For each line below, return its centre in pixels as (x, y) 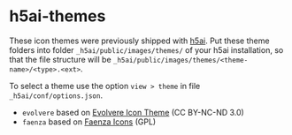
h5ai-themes (58, 16)
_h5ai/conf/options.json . (56, 95)
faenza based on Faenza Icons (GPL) (89, 122)
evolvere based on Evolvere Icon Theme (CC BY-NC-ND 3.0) (133, 112)
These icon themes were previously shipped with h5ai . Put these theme (139, 41)
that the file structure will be (61, 59)
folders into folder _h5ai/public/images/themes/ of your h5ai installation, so (146, 49)
